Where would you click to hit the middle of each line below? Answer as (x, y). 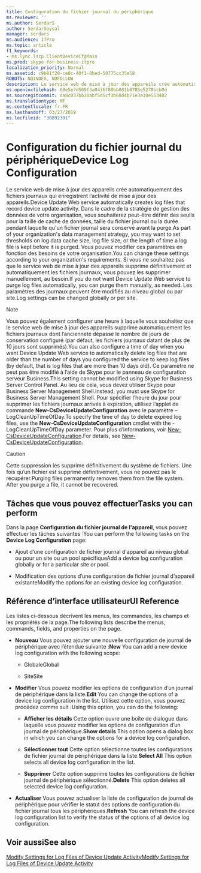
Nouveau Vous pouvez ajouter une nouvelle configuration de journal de (103, 640)
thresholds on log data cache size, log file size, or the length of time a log (97, 241)
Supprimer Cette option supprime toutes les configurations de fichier (109, 773)
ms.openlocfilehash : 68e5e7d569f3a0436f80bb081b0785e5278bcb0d (87, 90)
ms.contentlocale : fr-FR (37, 106)
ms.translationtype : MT (36, 101)
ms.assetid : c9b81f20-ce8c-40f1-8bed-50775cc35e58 (71, 73)
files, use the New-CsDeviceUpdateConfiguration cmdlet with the (89, 423)
